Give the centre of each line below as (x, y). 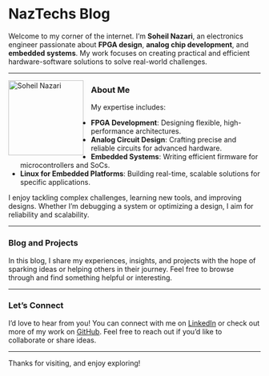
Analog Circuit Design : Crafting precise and (164, 140)
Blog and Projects (43, 243)
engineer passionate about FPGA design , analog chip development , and (128, 44)
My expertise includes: (128, 107)
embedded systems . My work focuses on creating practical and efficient (129, 53)
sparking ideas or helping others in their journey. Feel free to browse (121, 269)
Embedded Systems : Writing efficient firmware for (175, 157)
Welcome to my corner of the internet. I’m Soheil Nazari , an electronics (126, 36)
